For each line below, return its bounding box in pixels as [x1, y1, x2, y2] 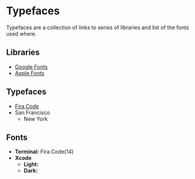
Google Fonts [14, 63, 48, 70]
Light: [23, 161, 39, 168]
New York [23, 115, 48, 123]
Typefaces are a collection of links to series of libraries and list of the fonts [6, 24, 189, 31]
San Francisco [14, 109, 51, 116]
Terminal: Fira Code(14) [14, 148, 74, 155]
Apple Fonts [14, 70, 45, 77]
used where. [6, 30, 37, 37]
